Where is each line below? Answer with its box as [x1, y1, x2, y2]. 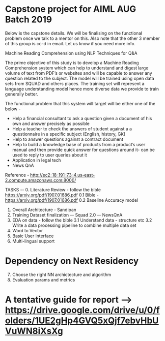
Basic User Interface [12, 233, 54, 239]
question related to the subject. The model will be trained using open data [5, 75, 155, 81]
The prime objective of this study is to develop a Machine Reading [5, 60, 139, 65]
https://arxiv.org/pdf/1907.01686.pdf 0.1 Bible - [5, 192, 99, 198]
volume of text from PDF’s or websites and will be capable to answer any [5, 70, 152, 76]
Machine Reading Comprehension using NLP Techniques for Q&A [5, 50, 137, 56]
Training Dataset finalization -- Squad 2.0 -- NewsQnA [12, 212, 123, 217]
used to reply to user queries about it [12, 152, 87, 158]
